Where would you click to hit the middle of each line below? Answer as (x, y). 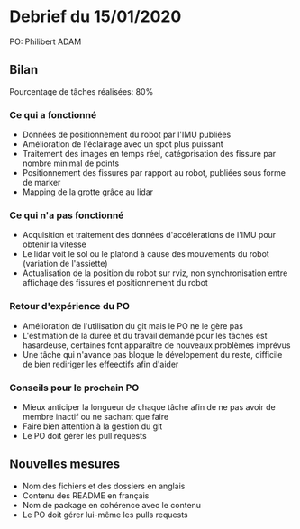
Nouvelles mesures (65, 465)
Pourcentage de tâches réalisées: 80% (82, 91)
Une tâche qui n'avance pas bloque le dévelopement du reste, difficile (152, 354)
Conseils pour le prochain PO (74, 388)
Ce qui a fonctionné (53, 114)
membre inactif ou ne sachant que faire (95, 416)
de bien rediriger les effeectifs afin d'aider (100, 364)
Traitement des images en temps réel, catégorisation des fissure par (149, 154)
